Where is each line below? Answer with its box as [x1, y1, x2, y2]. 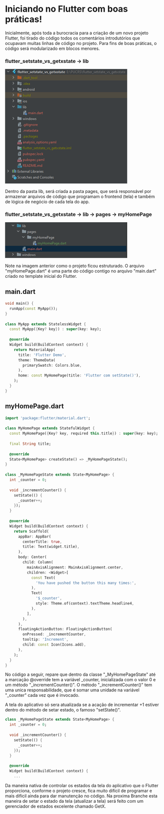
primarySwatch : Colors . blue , [22, 363, 82, 368]
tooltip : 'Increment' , [22, 637, 69, 642]
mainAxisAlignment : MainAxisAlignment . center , [26, 565, 123, 570]
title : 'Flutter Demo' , [18, 353, 67, 357]
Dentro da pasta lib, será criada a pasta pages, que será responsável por [5, 188, 151, 194]
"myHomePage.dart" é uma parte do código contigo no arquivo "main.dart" [5, 268, 157, 274]
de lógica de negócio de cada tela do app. [5, 199, 90, 205]
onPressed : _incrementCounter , [22, 632, 86, 637]
